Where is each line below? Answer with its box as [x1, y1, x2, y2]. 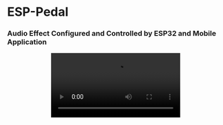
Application [7, 37, 47, 47]
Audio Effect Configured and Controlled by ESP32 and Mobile [7, 29, 217, 38]
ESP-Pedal [7, 4, 69, 20]
